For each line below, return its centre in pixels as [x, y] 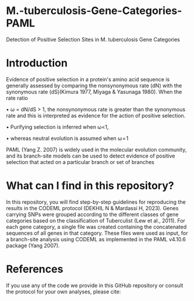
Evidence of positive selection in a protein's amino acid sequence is [88, 79]
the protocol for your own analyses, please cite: [64, 292]
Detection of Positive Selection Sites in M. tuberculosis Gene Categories [93, 39]
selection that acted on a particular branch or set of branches [80, 162]
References [35, 269]
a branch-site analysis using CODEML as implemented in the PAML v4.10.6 [96, 239]
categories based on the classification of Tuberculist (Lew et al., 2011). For [96, 220]
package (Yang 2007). [33, 245]
